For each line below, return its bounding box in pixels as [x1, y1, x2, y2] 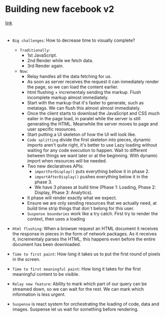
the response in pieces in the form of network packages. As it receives [12, 231, 157, 237]
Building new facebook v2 [5, 3, 114, 15]
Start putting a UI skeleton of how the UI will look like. [27, 132, 136, 138]
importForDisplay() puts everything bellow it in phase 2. [34, 168, 150, 174]
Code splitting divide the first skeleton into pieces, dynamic [27, 137, 151, 143]
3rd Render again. [27, 63, 64, 69]
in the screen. [12, 256, 41, 262]
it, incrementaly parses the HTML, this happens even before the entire [12, 236, 156, 242]
